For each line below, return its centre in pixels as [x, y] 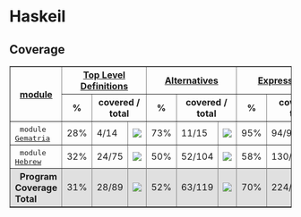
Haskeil [38, 17]
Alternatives [192, 80]
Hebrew [28, 162]
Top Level [104, 75]
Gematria [33, 138]
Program [39, 176]
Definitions [104, 86]
